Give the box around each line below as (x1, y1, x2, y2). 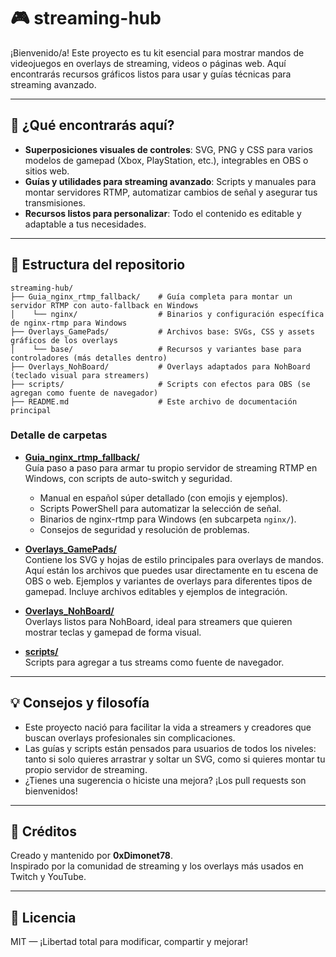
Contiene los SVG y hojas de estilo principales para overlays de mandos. (24, 553, 325, 565)
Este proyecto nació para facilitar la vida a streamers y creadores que (24, 721, 312, 733)
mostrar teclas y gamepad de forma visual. (24, 626, 202, 638)
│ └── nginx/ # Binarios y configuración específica (10, 309, 325, 319)
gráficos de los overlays (10, 335, 118, 345)
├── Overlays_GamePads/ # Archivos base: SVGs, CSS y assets (10, 326, 315, 337)
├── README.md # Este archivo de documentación (10, 396, 298, 407)
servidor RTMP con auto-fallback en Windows (10, 300, 199, 310)
